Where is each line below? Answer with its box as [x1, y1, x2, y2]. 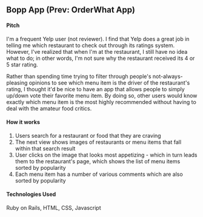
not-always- [152, 73, 183, 80]
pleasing [6, 79, 28, 86]
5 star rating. [6, 60, 38, 68]
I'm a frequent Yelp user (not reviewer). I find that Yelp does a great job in [6, 35, 190, 42]
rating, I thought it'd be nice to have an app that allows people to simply [6, 85, 185, 92]
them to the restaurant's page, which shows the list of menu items [15, 157, 181, 165]
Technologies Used [6, 190, 56, 198]
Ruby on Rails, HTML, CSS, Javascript [6, 204, 101, 211]
